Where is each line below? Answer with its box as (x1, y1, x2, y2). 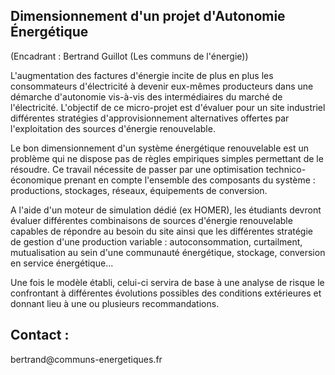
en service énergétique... (10, 257, 114, 269)
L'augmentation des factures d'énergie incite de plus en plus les (10, 69, 274, 81)
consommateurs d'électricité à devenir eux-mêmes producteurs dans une (10, 80, 314, 92)
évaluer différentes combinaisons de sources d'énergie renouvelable (10, 214, 293, 226)
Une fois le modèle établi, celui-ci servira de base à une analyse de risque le (10, 276, 325, 288)
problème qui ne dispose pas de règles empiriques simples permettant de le (10, 152, 324, 164)
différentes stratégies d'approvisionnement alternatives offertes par (10, 112, 290, 124)
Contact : (10, 327, 70, 344)
